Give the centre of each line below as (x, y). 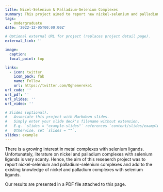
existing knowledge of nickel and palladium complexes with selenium (74, 169)
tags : (10, 18)
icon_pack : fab (29, 77)
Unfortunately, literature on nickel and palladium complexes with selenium (79, 154)
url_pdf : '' (17, 95)
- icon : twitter (26, 72)
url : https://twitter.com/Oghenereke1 (53, 86)
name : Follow (27, 81)
